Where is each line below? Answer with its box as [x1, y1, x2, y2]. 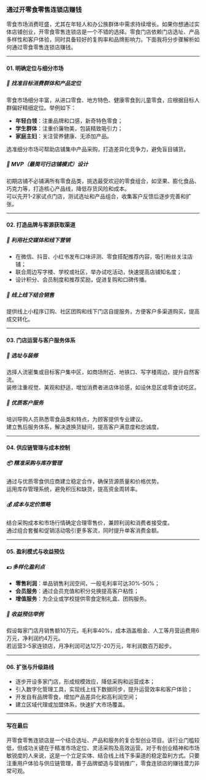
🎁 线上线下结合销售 [6, 291, 55, 298]
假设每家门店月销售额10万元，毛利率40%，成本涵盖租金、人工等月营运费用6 [6, 627, 199, 634]
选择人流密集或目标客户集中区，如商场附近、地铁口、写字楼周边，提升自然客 [6, 368, 200, 376]
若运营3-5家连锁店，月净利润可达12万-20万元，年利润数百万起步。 [6, 642, 175, 649]
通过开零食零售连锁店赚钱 [6, 5, 82, 14]
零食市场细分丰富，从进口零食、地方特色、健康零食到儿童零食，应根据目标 [6, 96, 194, 104]
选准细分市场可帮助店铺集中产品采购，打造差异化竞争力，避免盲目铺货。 [6, 145, 189, 153]
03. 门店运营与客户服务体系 [6, 336, 75, 344]
